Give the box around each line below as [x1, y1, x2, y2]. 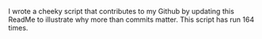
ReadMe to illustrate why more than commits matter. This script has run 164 [8, 15, 255, 24]
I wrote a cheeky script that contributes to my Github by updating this [8, 7, 235, 16]
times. [8, 23, 28, 32]
